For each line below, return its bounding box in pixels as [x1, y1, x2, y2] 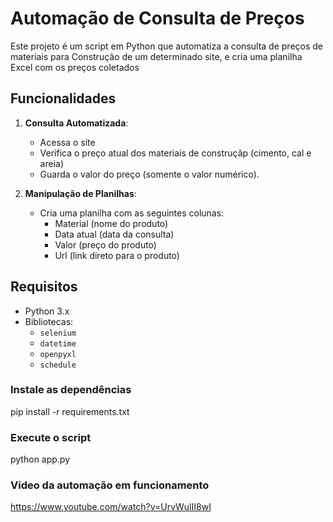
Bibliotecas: [24, 315, 74, 327]
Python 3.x [24, 305, 70, 317]
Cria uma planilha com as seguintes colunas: [39, 207, 225, 219]
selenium [39, 328, 77, 338]
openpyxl [39, 349, 77, 359]
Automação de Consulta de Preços [10, 7, 305, 30]
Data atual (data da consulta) [54, 228, 175, 240]
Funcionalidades [10, 90, 117, 107]
